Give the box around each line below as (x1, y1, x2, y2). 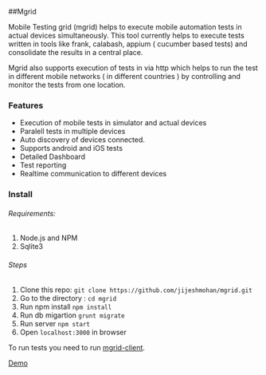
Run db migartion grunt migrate (19, 310, 125, 320)
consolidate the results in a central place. (8, 48, 143, 57)
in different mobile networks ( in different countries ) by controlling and (8, 72, 241, 81)
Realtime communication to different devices (19, 169, 167, 179)
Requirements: (8, 208, 56, 218)
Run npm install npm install (19, 302, 112, 311)
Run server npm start (19, 318, 90, 328)
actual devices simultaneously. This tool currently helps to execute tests (8, 31, 244, 40)
